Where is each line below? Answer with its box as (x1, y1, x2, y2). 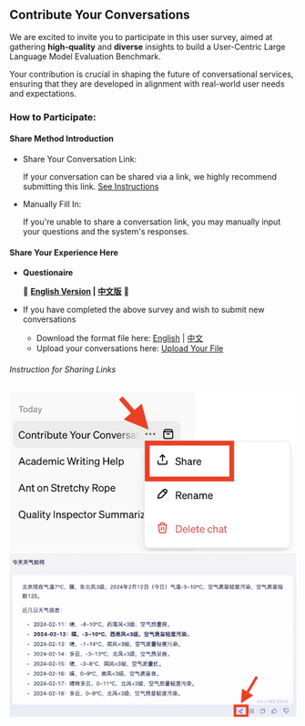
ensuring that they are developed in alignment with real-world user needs (9, 78, 285, 89)
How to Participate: (9, 110, 97, 123)
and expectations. (9, 88, 77, 99)
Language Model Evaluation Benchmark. (9, 50, 161, 62)
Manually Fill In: (22, 198, 82, 209)
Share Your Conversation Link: (22, 153, 137, 164)
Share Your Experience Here (9, 246, 118, 258)
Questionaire (22, 267, 74, 278)
